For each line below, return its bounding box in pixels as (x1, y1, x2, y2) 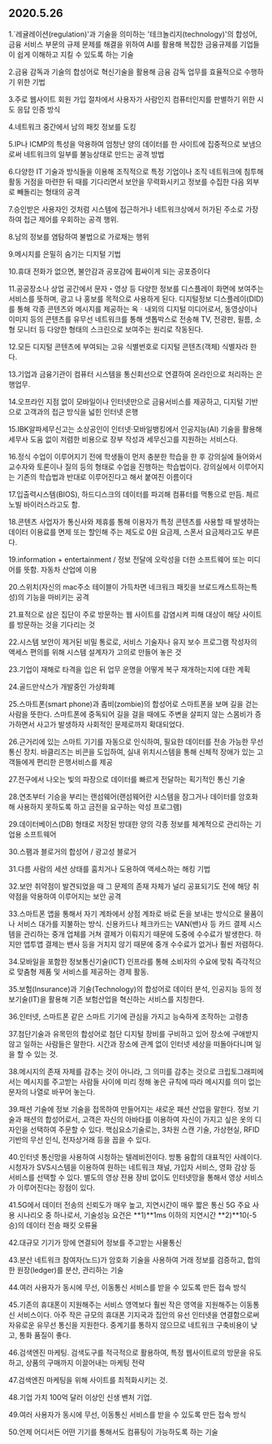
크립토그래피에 (218, 1066, 264, 1076)
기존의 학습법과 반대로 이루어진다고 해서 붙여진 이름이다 (16, 472, 193, 481)
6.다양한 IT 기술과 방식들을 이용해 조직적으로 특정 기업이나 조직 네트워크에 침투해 (8, 166, 264, 176)
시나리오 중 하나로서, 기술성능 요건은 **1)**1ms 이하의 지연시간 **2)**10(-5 (16, 1209, 257, 1220)
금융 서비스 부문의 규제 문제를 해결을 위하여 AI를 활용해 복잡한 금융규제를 (8, 39, 239, 49)
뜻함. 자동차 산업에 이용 (23, 564, 97, 574)
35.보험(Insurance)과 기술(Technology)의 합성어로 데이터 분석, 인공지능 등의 (8, 984, 253, 994)
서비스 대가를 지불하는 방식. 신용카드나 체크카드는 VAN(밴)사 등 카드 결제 (16, 919, 247, 928)
